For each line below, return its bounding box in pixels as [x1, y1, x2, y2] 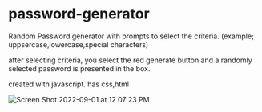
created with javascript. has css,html [8, 79, 130, 89]
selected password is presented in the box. [8, 63, 151, 73]
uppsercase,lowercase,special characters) [8, 39, 149, 49]
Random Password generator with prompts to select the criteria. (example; [8, 31, 254, 41]
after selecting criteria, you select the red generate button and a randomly [8, 55, 252, 65]
